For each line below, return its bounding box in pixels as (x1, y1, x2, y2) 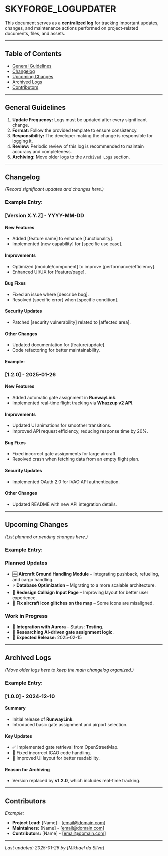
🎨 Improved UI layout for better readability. (12, 755, 100, 761)
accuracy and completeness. (12, 148, 72, 154)
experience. (12, 594, 37, 601)
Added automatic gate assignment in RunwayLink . (12, 394, 117, 400)
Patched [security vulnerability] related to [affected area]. (12, 319, 131, 325)
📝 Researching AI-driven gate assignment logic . (12, 629, 114, 635)
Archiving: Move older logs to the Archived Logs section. (12, 154, 130, 160)
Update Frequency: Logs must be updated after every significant (12, 116, 147, 123)
